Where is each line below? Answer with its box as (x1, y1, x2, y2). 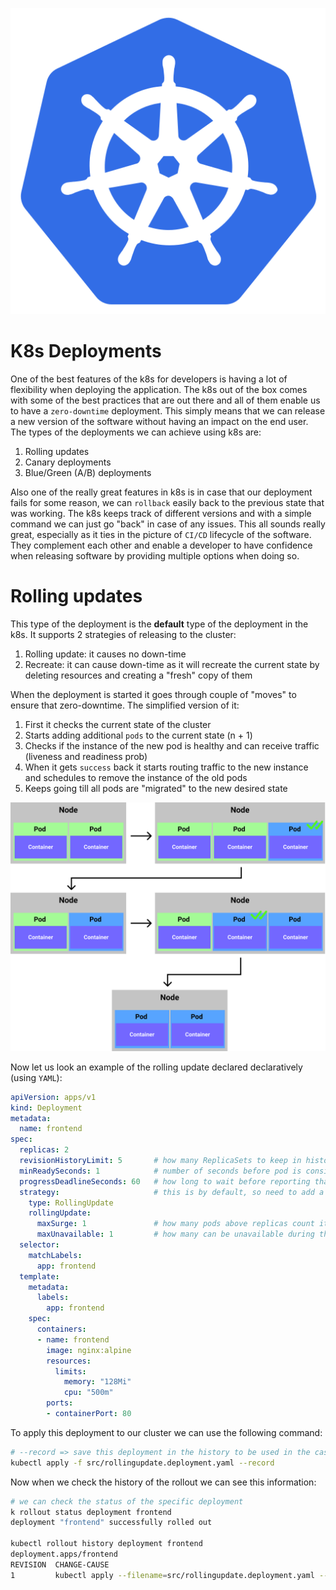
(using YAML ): (10, 1071, 63, 1083)
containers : (36, 1324, 87, 1335)
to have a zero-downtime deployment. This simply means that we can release (10, 405, 326, 417)
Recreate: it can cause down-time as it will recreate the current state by (24, 659, 320, 671)
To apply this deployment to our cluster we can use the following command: (10, 1426, 323, 1438)
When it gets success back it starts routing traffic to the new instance (24, 761, 309, 773)
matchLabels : (28, 1250, 83, 1260)
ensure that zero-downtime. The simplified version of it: (10, 699, 240, 712)
